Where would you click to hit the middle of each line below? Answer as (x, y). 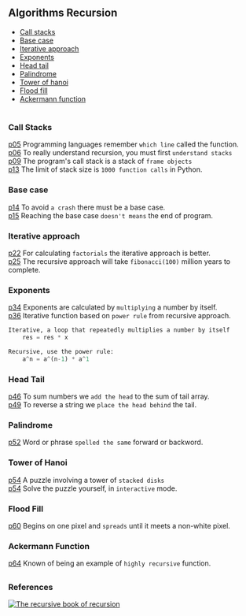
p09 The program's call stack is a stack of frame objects (100, 161)
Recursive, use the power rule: (61, 352)
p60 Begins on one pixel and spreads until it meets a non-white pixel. (119, 525)
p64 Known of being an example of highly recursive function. (110, 563)
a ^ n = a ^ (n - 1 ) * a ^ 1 (56, 359)
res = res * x (45, 338)
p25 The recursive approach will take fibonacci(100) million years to (119, 261)
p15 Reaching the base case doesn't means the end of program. (111, 215)
